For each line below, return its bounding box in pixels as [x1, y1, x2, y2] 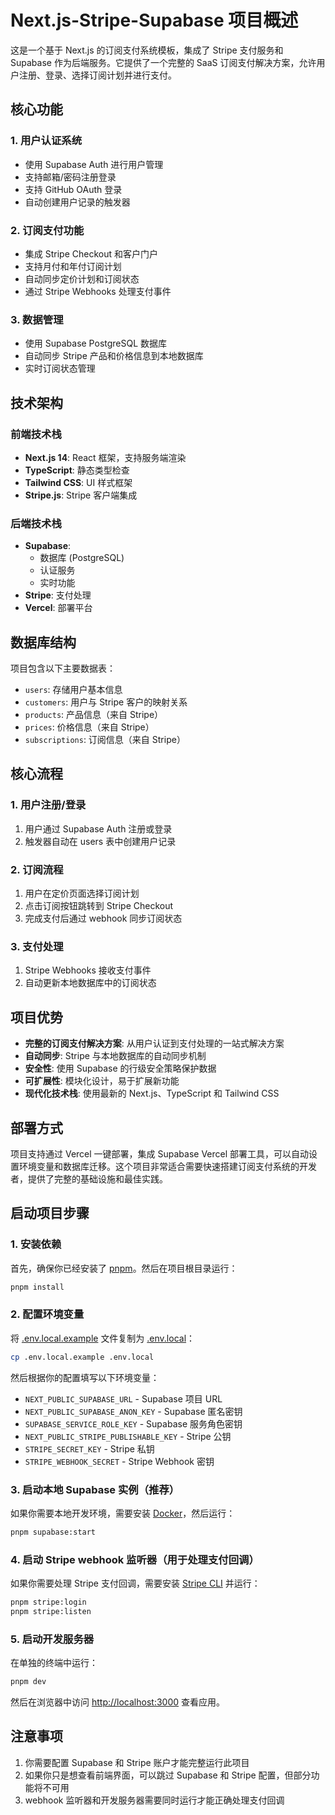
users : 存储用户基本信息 [24, 684, 123, 696]
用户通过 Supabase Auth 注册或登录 [24, 822, 173, 835]
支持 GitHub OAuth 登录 [24, 183, 123, 195]
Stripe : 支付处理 [24, 589, 92, 601]
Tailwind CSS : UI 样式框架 [24, 476, 133, 488]
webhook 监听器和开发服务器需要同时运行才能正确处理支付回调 [24, 1794, 285, 1806]
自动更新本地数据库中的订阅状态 [24, 977, 157, 989]
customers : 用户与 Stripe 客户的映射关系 [24, 696, 188, 708]
